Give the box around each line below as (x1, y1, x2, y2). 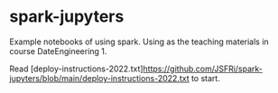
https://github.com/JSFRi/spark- (143, 63, 264, 74)
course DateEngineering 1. (9, 45, 107, 56)
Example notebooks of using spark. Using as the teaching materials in (9, 36, 269, 47)
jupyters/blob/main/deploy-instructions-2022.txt (9, 72, 190, 83)
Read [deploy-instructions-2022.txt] (9, 63, 144, 74)
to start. (190, 72, 221, 83)
